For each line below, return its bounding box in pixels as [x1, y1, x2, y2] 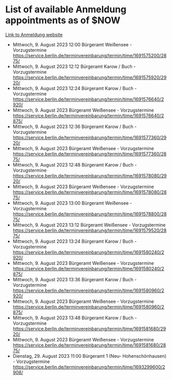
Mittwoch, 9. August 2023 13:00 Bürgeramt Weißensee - [12, 200, 132, 206]
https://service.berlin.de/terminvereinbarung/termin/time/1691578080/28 [12, 189, 167, 195]
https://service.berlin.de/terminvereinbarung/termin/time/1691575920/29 [12, 74, 167, 80]
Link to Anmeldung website [5, 31, 63, 38]
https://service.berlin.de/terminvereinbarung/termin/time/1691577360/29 [12, 134, 167, 140]
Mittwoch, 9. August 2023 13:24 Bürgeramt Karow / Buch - [12, 238, 137, 244]
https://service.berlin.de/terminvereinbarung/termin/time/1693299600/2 [12, 364, 165, 370]
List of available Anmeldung [5, 4, 126, 15]
